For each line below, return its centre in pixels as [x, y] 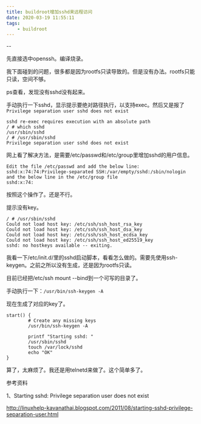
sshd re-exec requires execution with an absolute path [78, 122]
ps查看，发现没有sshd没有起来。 [47, 92]
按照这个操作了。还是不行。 [41, 194]
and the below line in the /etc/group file [62, 177]
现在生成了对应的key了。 [37, 304]
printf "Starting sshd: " [61, 337]
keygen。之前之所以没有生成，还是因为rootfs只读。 [71, 265]
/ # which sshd [26, 127]
